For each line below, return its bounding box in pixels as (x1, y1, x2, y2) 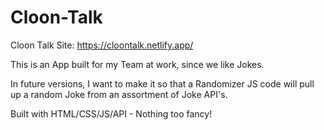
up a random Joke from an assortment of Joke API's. (10, 88, 228, 100)
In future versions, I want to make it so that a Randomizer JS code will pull (10, 77, 315, 90)
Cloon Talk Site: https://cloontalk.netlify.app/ (10, 39, 194, 51)
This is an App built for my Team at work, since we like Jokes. (10, 58, 265, 70)
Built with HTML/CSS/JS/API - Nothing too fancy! (10, 107, 213, 120)
